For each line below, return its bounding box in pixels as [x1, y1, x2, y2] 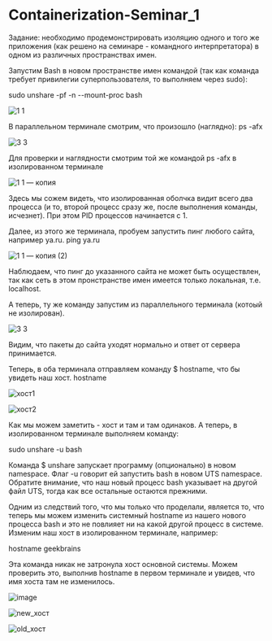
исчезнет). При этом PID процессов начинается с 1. [8, 210, 188, 220]
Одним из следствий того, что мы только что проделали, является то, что [8, 502, 265, 512]
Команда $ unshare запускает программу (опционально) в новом [8, 460, 237, 469]
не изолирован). [8, 307, 65, 318]
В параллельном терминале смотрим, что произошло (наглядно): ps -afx [8, 121, 263, 131]
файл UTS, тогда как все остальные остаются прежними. [8, 486, 208, 495]
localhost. [8, 283, 41, 294]
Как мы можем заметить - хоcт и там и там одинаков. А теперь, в [8, 420, 238, 430]
